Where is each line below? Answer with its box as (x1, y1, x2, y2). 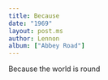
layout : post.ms (8, 27, 63, 35)
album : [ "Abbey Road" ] (8, 42, 85, 50)
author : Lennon (8, 34, 60, 43)
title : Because (8, 11, 60, 20)
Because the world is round (8, 64, 101, 74)
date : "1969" (8, 19, 53, 27)
